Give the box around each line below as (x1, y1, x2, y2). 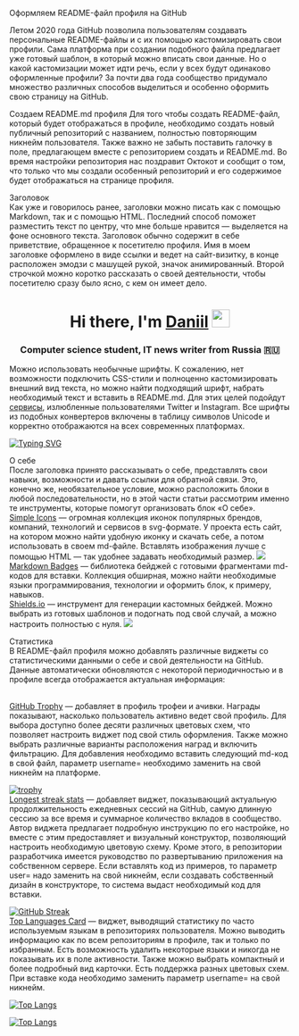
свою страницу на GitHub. (9, 91, 109, 102)
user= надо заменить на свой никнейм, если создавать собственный (9, 870, 274, 881)
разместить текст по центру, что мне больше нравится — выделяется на (9, 221, 288, 231)
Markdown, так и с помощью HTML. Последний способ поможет (9, 212, 256, 221)
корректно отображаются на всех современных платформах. (9, 421, 245, 431)
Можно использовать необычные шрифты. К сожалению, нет (9, 363, 245, 374)
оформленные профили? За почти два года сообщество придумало (9, 72, 268, 83)
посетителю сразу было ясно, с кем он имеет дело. (9, 278, 208, 288)
